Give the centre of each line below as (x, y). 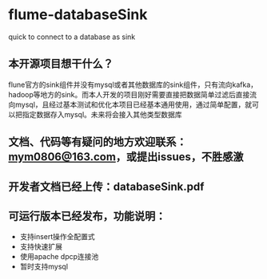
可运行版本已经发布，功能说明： (87, 216)
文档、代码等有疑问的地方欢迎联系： (98, 142)
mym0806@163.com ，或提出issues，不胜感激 (126, 157)
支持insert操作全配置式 (58, 237)
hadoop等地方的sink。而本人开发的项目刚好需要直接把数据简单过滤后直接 (129, 94)
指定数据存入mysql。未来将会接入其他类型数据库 (102, 114)
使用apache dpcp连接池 (59, 257)
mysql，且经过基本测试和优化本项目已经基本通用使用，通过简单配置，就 (133, 104)
